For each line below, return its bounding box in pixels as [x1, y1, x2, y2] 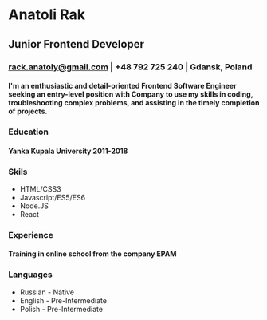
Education [8, 126, 49, 137]
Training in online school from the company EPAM [8, 249, 177, 259]
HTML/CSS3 [19, 184, 61, 193]
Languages [8, 269, 53, 280]
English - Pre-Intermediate [19, 295, 108, 305]
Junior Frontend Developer [8, 38, 145, 51]
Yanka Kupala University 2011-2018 [8, 146, 128, 156]
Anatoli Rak [8, 6, 86, 24]
